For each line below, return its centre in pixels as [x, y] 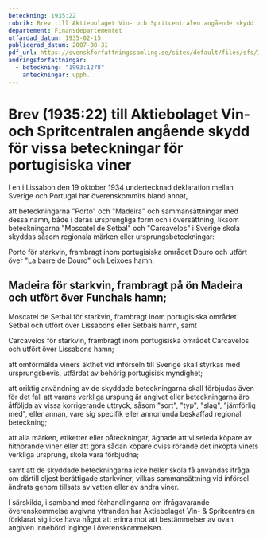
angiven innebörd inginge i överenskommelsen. [86, 528]
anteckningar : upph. [56, 75]
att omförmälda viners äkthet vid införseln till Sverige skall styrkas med [124, 365]
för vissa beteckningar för [96, 148]
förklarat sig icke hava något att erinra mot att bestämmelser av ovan [121, 519]
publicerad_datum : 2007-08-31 [58, 45]
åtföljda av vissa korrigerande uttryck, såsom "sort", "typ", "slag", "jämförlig [132, 405]
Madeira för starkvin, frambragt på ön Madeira [126, 285]
